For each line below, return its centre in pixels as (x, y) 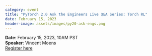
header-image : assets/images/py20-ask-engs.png (55, 24)
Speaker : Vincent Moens (31, 43)
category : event (22, 10)
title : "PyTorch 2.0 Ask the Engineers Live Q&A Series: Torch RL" (76, 14)
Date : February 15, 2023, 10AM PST (42, 38)
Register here (19, 48)
